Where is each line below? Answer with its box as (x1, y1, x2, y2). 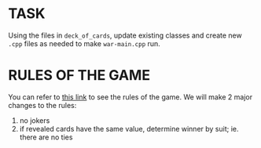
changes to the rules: (8, 100, 77, 110)
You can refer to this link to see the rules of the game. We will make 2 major (8, 92, 253, 102)
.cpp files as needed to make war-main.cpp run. (8, 38, 161, 48)
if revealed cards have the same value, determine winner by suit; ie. (19, 124, 239, 133)
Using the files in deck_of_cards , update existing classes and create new (8, 31, 242, 40)
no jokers (19, 115, 50, 125)
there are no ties (19, 132, 73, 142)
